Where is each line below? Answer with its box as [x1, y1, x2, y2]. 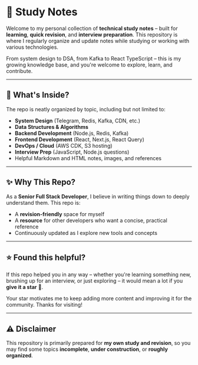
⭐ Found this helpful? [6, 253, 86, 263]
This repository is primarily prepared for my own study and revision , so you [6, 340, 191, 347]
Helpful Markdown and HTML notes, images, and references [14, 154, 162, 161]
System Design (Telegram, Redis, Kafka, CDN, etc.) [14, 117, 140, 124]
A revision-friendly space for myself [14, 210, 105, 217]
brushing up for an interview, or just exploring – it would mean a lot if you [6, 277, 183, 284]
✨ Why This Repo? [6, 177, 75, 187]
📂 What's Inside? [6, 90, 70, 100]
